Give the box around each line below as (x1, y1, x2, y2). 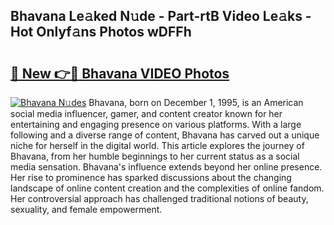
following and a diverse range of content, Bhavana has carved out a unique (10, 129, 320, 141)
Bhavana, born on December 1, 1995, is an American (88, 97, 304, 108)
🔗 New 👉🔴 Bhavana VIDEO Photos (10, 65, 230, 82)
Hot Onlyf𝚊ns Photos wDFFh (10, 24, 192, 41)
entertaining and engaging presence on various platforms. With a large (10, 119, 302, 130)
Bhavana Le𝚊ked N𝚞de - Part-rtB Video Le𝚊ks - (10, 8, 312, 25)
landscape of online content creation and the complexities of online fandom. (10, 182, 325, 194)
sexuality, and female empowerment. (10, 204, 163, 215)
